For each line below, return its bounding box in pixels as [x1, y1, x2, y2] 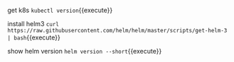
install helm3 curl [7, 20, 59, 27]
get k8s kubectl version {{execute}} [7, 6, 113, 14]
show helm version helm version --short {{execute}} [7, 47, 162, 55]
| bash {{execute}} [7, 33, 60, 42]
